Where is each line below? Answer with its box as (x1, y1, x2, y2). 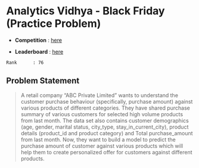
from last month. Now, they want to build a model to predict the (20, 136, 176, 143)
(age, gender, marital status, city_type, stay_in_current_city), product (20, 123, 189, 130)
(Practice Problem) (6, 17, 101, 30)
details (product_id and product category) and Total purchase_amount (20, 129, 193, 136)
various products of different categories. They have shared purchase (20, 104, 191, 111)
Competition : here (14, 36, 63, 43)
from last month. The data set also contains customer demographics (20, 117, 189, 124)
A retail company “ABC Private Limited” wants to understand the (20, 91, 179, 99)
